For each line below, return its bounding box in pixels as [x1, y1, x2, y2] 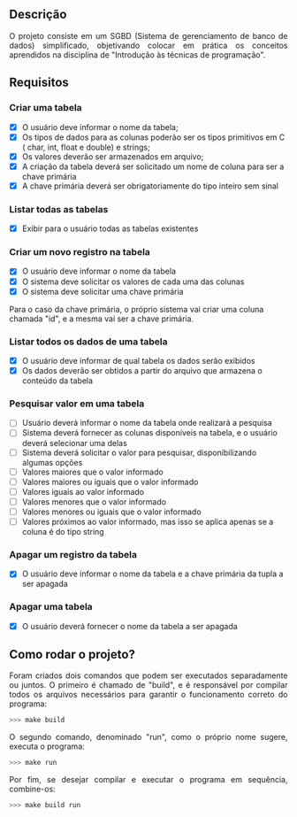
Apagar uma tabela [9, 601, 93, 613]
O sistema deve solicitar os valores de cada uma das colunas [21, 276, 245, 287]
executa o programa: [9, 741, 86, 751]
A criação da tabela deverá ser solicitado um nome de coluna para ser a [21, 161, 285, 172]
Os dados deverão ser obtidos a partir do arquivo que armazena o [21, 366, 263, 376]
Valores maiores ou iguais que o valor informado [21, 476, 199, 487]
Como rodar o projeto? [9, 647, 135, 662]
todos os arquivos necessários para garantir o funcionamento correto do [9, 690, 288, 700]
